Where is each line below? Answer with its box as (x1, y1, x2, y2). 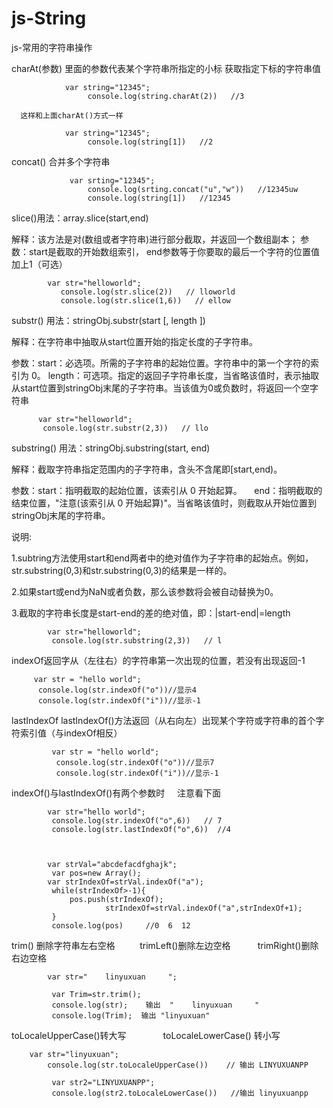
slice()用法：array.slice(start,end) (11, 212, 149, 224)
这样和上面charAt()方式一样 (20, 110, 124, 121)
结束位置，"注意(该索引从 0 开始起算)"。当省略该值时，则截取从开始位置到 (11, 497, 317, 509)
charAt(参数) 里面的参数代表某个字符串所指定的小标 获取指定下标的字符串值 (11, 62, 321, 74)
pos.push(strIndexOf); (69, 894, 164, 904)
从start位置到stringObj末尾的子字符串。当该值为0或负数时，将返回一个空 (11, 382, 311, 394)
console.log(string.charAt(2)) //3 (87, 91, 245, 101)
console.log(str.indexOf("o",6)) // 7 (51, 815, 223, 826)
